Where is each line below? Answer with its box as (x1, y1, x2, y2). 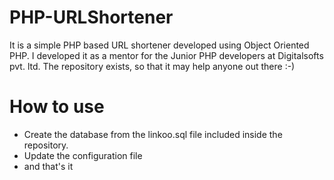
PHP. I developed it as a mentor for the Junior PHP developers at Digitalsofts (9, 49, 324, 61)
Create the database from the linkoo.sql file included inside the (23, 128, 283, 140)
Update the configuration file (23, 149, 143, 161)
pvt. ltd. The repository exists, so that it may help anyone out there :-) (9, 60, 296, 72)
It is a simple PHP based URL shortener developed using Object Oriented (9, 39, 310, 51)
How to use (9, 96, 105, 118)
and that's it (23, 160, 74, 172)
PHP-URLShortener (9, 6, 174, 29)
